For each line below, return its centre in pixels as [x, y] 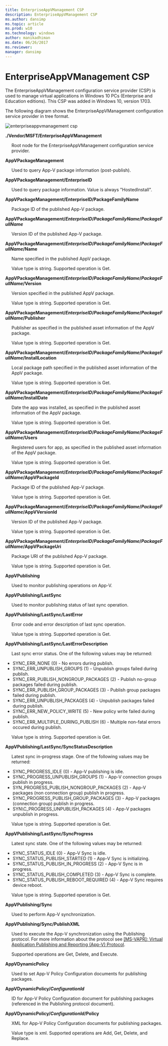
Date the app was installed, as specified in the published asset [76, 408]
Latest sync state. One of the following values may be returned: [77, 844]
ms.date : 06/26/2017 [27, 43]
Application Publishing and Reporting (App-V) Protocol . [68, 945]
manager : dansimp [23, 52]
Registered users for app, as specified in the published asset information [87, 447]
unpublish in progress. [36, 815]
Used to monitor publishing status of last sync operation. [70, 605]
